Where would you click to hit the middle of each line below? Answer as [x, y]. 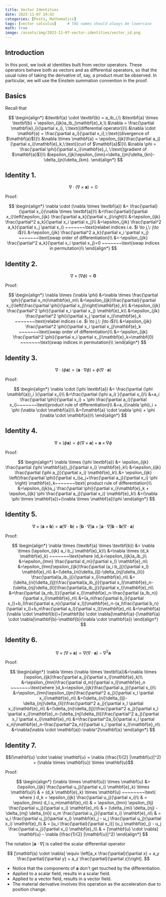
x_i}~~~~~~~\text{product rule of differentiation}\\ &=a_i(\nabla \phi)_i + [83, 405]
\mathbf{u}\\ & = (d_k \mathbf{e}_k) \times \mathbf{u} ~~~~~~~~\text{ [83, 792]
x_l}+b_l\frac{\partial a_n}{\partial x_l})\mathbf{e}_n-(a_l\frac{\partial [78, 603]
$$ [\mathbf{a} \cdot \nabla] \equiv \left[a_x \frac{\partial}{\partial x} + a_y [83, 853]
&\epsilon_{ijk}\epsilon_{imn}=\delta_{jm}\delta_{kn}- [101, 154]
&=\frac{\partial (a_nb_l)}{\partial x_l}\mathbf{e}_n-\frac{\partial [74, 593]
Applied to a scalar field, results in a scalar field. [61, 873]
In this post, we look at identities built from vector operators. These [74, 64]
